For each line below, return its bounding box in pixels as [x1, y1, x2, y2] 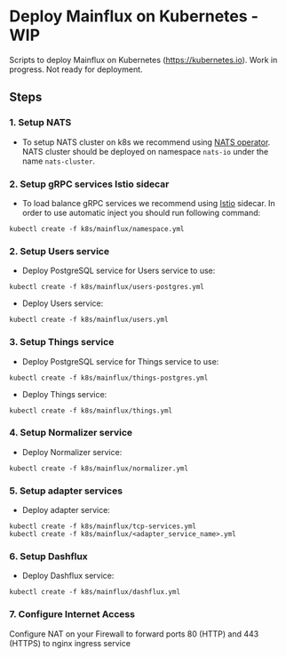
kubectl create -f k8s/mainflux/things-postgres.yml [9, 373, 209, 382]
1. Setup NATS [9, 116, 72, 129]
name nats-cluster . [21, 156, 96, 166]
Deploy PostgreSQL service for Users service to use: [21, 265, 216, 276]
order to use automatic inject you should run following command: [21, 207, 261, 218]
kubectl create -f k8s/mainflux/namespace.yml [9, 224, 185, 233]
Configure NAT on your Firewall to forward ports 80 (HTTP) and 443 [9, 629, 259, 639]
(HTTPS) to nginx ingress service [9, 637, 131, 648]
